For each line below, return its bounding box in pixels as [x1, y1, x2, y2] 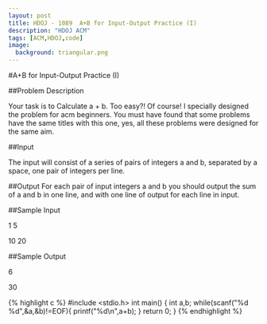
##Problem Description [8, 86, 85, 96]
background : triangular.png [15, 49, 109, 57]
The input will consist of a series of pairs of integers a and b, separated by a [8, 158, 258, 167]
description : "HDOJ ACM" [8, 26, 91, 34]
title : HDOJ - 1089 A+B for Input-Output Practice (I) [8, 19, 197, 27]
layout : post [8, 11, 52, 20]
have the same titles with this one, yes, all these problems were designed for [8, 119, 259, 127]
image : [8, 41, 30, 49]
